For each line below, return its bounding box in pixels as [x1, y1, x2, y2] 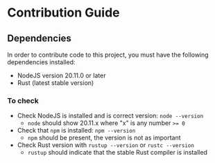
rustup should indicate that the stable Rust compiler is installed [27, 148, 208, 157]
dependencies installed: [7, 58, 76, 66]
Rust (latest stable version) [17, 79, 94, 87]
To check [7, 95, 40, 105]
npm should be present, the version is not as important [27, 133, 182, 142]
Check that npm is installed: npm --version [17, 126, 136, 135]
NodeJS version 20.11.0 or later [17, 71, 106, 79]
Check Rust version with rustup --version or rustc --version [17, 141, 194, 149]
